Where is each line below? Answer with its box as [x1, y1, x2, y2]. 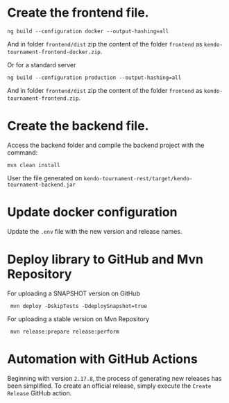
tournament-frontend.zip [7, 95, 79, 102]
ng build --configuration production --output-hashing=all [7, 74, 182, 81]
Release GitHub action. [7, 388, 72, 397]
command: [7, 148, 38, 157]
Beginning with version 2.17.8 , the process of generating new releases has [7, 374, 222, 382]
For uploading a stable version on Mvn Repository [7, 314, 150, 323]
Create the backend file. [7, 118, 149, 134]
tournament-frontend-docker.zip [7, 49, 101, 55]
